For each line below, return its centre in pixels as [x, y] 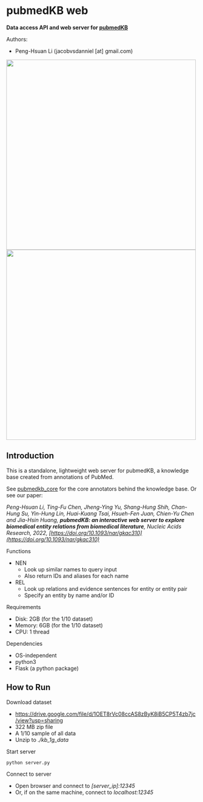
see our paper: [25, 495]
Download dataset [29, 702]
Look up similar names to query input [70, 569]
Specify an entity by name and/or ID [69, 595]
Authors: [17, 39]
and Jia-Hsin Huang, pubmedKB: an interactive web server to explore [95, 520]
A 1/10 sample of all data [45, 733]
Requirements [24, 607]
